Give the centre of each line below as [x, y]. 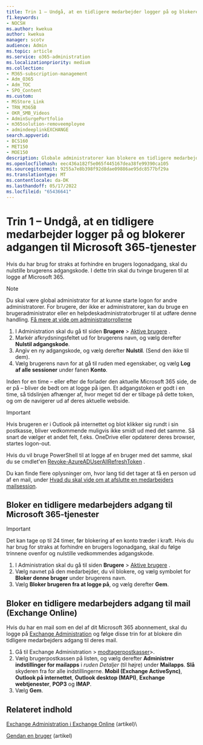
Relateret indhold [39, 710]
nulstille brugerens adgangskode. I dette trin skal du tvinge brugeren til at [98, 270]
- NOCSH [16, 23]
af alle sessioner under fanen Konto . [61, 370]
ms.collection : [25, 68]
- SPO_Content [24, 91]
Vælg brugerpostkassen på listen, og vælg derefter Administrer [94, 659]
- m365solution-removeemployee [46, 124]
